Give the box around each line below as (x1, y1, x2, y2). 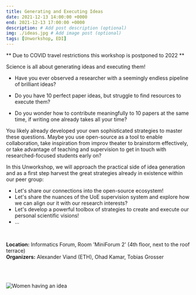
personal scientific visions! (14, 212, 79, 219)
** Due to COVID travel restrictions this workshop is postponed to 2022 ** (6, 52, 185, 59)
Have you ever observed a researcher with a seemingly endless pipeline (14, 74, 189, 81)
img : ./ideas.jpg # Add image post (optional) (6, 30, 122, 36)
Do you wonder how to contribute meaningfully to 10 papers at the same (14, 109, 189, 116)
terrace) (6, 247, 26, 254)
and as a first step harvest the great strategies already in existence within (6, 170, 183, 176)
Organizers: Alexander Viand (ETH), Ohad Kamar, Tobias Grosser (6, 253, 164, 260)
